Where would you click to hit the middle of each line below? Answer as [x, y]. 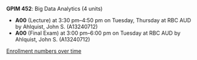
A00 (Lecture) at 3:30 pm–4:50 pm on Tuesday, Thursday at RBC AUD [103, 20]
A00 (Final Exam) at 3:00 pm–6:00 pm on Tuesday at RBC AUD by [98, 33]
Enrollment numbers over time [44, 51]
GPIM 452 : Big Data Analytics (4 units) [55, 9]
